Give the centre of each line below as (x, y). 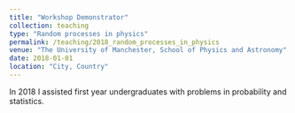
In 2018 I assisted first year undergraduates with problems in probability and (148, 91)
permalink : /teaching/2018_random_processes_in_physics (114, 42)
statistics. (27, 101)
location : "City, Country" (59, 67)
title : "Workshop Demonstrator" (69, 17)
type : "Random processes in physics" (79, 34)
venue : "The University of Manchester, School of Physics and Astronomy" (148, 50)
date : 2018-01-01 (41, 58)
